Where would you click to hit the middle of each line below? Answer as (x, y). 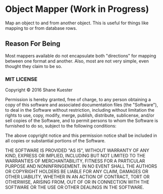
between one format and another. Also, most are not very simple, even (77, 61)
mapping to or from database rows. (41, 28)
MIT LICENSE (21, 79)
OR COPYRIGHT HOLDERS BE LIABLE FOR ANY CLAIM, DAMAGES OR (77, 172)
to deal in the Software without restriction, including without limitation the (80, 110)
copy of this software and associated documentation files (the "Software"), (82, 105)
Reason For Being (33, 44)
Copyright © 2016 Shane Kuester (39, 90)
